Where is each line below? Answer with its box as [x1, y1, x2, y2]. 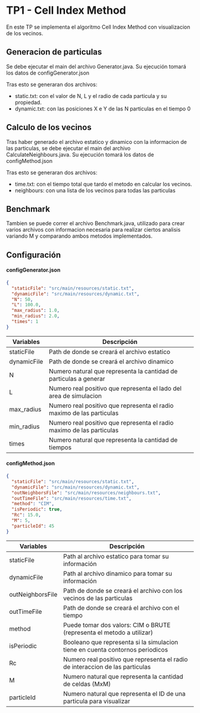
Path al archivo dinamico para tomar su [63, 569, 173, 577]
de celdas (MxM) [63, 680, 111, 688]
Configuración [6, 250, 61, 260]
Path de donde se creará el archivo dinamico [48, 357, 174, 365]
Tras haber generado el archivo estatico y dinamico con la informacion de [6, 138, 187, 145]
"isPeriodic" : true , [11, 506, 62, 512]
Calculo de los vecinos [6, 122, 92, 133]
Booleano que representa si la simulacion [63, 638, 179, 646]
